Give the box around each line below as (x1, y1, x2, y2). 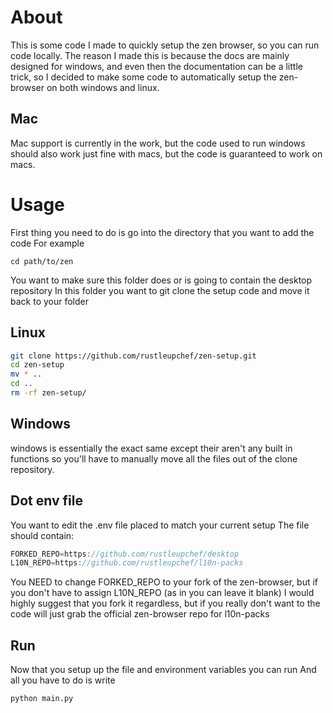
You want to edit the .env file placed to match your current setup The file (10, 519, 310, 531)
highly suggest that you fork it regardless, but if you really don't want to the (10, 597, 321, 610)
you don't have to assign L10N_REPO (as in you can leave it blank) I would (10, 587, 315, 599)
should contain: (10, 529, 75, 541)
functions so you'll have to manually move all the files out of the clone (10, 452, 298, 465)
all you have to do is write (10, 674, 116, 686)
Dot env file (10, 492, 83, 510)
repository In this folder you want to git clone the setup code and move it (10, 284, 310, 296)
